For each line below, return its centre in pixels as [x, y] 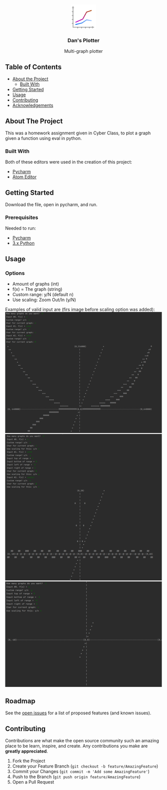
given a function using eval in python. [43, 138]
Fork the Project [29, 761]
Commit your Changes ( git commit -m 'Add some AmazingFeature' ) [81, 772]
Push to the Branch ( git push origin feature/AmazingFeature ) [76, 777]
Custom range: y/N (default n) [43, 295]
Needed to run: [21, 228]
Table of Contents [34, 67]
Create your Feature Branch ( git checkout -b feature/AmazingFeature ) [85, 766]
